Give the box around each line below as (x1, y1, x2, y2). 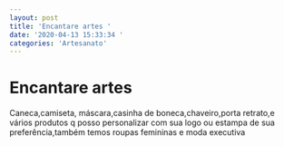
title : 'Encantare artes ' (9, 22, 112, 31)
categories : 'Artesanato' (9, 38, 107, 48)
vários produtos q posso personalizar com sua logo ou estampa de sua (9, 117, 275, 128)
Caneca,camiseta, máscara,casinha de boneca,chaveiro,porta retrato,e (9, 108, 275, 119)
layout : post (9, 13, 59, 23)
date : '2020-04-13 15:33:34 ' (9, 30, 124, 39)
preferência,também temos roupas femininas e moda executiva (9, 127, 246, 138)
